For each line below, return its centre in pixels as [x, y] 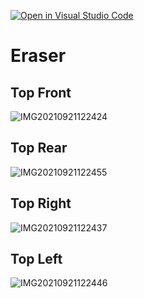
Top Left [36, 259]
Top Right [41, 203]
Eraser [38, 56]
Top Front [41, 92]
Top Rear [39, 148]
